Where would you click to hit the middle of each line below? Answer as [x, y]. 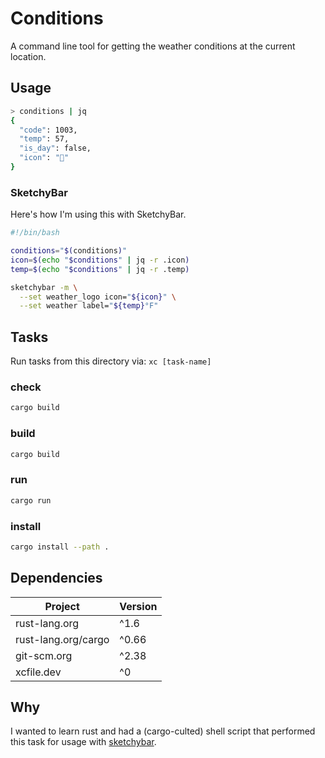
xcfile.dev [38, 672]
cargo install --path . [60, 547]
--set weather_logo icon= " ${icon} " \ [98, 297]
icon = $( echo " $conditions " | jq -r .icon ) [100, 260]
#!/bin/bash [35, 233]
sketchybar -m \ [44, 287]
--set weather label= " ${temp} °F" [89, 306]
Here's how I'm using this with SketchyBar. [98, 214]
